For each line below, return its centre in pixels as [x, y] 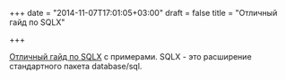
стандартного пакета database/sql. [76, 66]
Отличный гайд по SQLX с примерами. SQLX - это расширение [131, 56]
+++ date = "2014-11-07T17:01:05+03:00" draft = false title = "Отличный [143, 13]
